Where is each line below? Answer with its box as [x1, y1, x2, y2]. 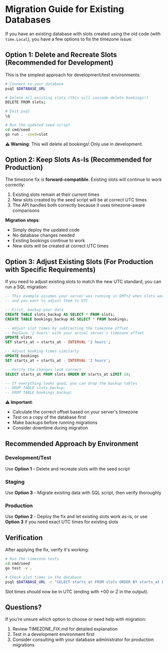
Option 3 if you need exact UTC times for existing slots [5, 519, 118, 525]
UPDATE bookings [5, 353, 39, 358]
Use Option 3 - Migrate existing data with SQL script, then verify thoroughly [5, 490, 161, 496]
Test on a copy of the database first [12, 414, 86, 420]
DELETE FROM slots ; [5, 100, 46, 105]
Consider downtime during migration [12, 425, 88, 431]
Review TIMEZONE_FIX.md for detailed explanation [12, 626, 118, 632]
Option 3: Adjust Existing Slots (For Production [5, 257, 153, 266]
